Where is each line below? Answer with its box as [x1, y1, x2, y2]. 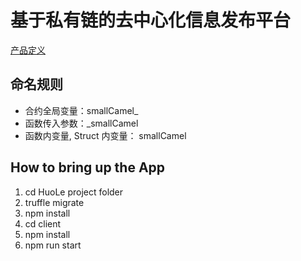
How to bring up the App [10, 159, 166, 176]
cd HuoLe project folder [24, 186, 124, 198]
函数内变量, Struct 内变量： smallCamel [24, 129, 187, 141]
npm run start [24, 239, 82, 251]
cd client [24, 217, 62, 230]
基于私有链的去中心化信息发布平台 [10, 9, 292, 32]
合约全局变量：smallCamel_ [24, 104, 139, 116]
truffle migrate [24, 196, 85, 208]
